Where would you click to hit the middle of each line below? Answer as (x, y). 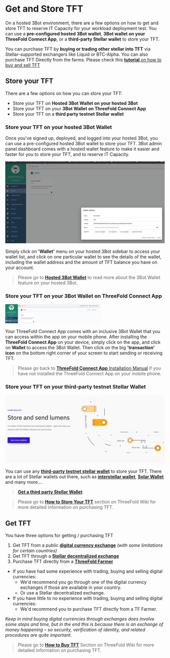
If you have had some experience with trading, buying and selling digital (88, 571)
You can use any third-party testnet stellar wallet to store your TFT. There (83, 471)
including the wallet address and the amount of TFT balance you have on (81, 262)
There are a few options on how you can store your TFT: (64, 93)
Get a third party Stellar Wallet (50, 492)
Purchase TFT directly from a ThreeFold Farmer (63, 561)
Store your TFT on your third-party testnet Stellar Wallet (76, 387)
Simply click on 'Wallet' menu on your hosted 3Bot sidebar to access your (83, 251)
